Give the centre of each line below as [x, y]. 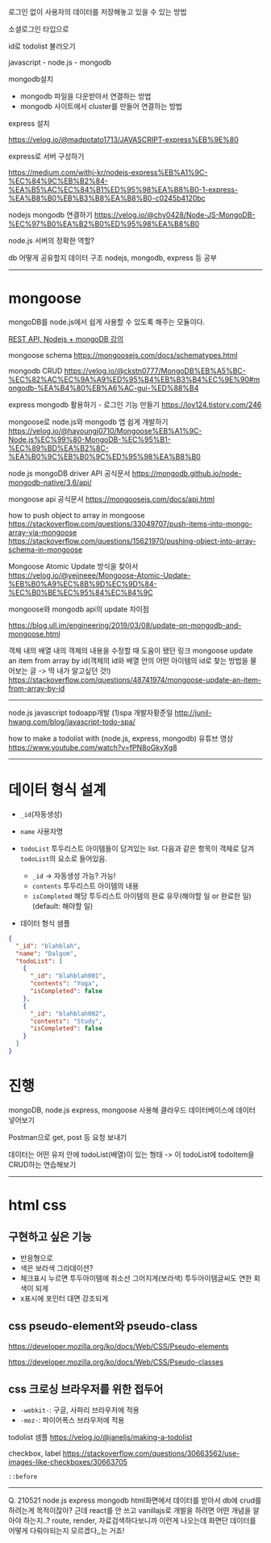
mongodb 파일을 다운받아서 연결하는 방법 [85, 96]
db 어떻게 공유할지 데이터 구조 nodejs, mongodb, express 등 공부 [113, 258]
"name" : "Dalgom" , [47, 953]
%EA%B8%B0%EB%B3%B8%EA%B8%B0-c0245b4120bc [107, 198]
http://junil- [193, 713]
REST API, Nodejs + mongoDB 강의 [66, 338]
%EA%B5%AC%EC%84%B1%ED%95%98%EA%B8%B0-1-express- [123, 189]
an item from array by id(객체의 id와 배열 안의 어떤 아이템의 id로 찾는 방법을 [128, 660]
